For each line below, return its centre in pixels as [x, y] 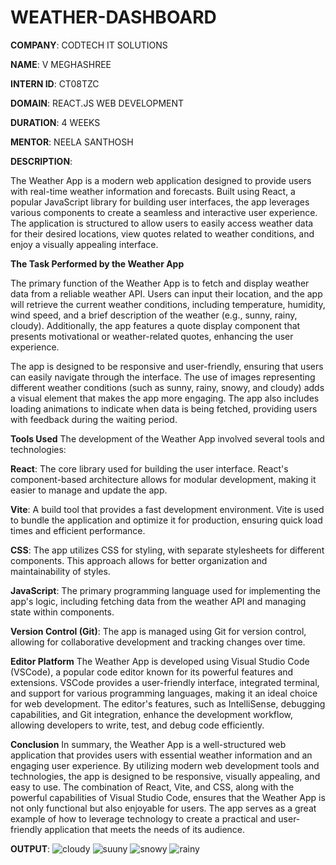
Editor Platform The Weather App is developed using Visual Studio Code [160, 661]
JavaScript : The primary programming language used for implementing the [165, 590]
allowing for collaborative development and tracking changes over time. [158, 642]
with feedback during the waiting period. [94, 419]
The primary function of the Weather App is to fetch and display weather [160, 283]
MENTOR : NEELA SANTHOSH [72, 142]
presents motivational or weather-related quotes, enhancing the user [152, 336]
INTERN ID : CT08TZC [55, 83]
